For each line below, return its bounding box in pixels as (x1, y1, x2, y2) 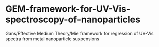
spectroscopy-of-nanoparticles (5, 14, 141, 25)
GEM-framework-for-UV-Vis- (5, 3, 131, 15)
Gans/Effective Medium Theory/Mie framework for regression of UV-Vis (5, 30, 154, 36)
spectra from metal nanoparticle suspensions (5, 36, 100, 42)
